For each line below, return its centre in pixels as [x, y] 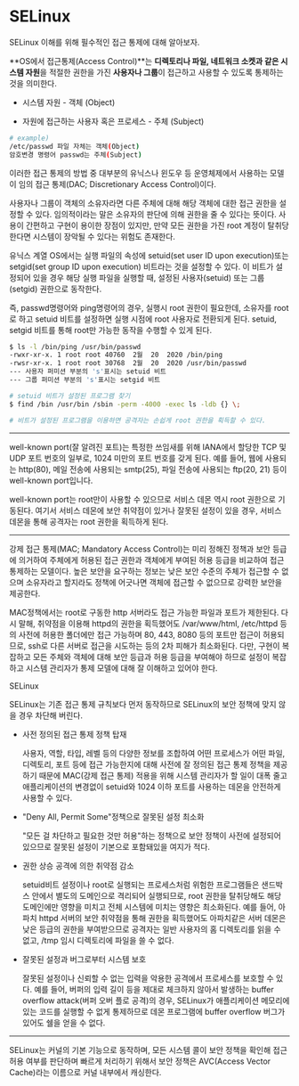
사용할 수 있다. [47, 797]
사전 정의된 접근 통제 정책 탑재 [74, 734]
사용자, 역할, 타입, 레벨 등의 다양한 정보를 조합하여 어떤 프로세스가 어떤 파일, [154, 753]
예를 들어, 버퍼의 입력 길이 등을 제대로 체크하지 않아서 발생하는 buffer [154, 989]
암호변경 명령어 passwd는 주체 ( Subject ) [76, 155]
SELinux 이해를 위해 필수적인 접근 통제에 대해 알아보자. [105, 42]
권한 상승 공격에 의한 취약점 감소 [78, 865]
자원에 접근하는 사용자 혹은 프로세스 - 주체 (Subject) [113, 121]
